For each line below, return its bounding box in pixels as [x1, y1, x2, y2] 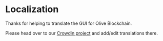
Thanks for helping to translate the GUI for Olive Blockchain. [5, 20, 132, 26]
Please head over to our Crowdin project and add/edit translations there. [5, 30, 158, 36]
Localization [5, 4, 59, 15]
